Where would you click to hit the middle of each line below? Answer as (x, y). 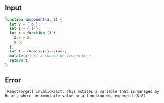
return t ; (19, 60)
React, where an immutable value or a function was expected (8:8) (76, 96)
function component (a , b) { (34, 19)
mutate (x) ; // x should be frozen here (50, 56)
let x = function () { (33, 33)
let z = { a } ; (25, 28)
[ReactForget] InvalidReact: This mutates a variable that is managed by (82, 92)
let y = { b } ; (25, 24)
